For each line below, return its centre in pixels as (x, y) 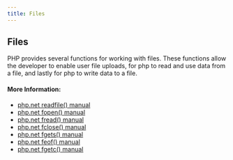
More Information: (34, 89)
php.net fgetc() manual (50, 149)
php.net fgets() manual (50, 134)
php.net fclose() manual (52, 127)
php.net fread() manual (51, 120)
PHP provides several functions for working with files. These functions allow (117, 58)
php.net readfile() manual (54, 104)
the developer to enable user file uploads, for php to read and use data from (116, 66)
